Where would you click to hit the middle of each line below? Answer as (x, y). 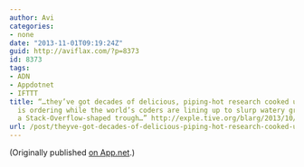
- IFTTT (24, 93)
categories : (32, 26)
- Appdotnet (32, 85)
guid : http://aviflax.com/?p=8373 (75, 51)
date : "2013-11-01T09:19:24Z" (66, 43)
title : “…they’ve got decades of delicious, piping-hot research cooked (149, 102)
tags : (19, 69)
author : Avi (32, 18)
